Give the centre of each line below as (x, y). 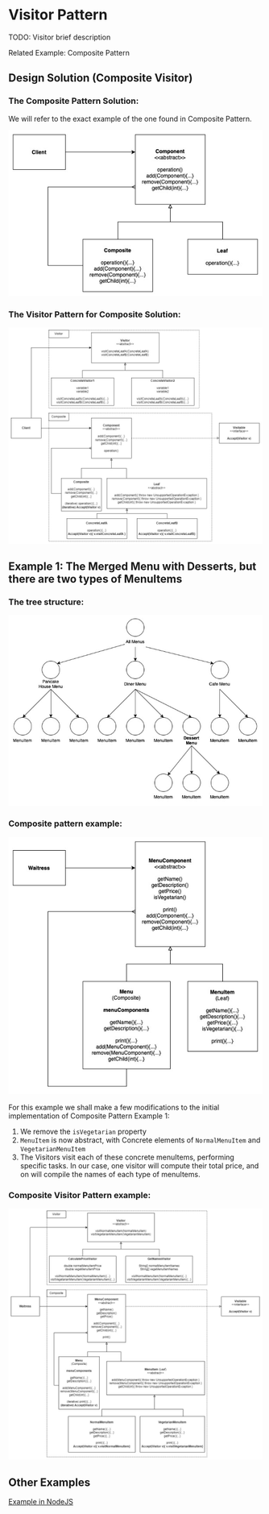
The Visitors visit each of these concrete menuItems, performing (127, 1157)
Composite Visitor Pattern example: (80, 1195)
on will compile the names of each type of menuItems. (110, 1174)
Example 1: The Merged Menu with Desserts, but (132, 567)
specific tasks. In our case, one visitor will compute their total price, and (139, 1165)
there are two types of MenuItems (95, 579)
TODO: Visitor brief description (60, 37)
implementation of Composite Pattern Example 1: (89, 1116)
